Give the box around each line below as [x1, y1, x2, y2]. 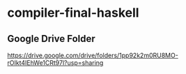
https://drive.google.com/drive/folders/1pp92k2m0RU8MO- [7, 51, 179, 59]
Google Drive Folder [7, 33, 95, 45]
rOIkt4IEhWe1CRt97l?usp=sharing [7, 59, 104, 67]
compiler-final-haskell [7, 5, 139, 21]
